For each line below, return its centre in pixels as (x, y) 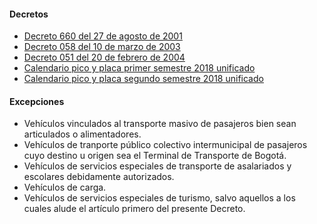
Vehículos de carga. (65, 187)
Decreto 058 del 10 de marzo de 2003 (102, 47)
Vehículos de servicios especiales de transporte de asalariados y (157, 166)
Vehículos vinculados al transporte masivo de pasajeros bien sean (160, 124)
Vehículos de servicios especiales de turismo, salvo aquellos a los (159, 198)
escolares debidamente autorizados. (99, 177)
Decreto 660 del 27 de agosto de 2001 (103, 36)
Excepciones (37, 101)
